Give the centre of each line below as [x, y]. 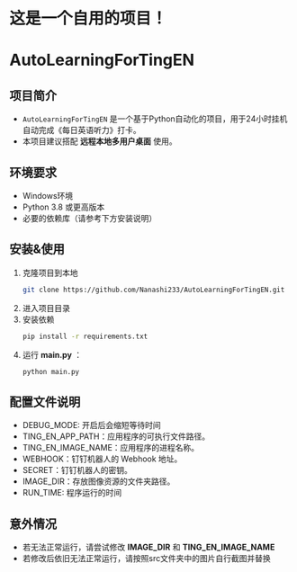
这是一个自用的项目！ [89, 18]
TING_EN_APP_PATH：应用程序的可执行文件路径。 [116, 436]
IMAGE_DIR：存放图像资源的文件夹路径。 [99, 481]
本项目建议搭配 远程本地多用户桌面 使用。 [99, 141]
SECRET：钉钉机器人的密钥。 [77, 470]
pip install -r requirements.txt [85, 336]
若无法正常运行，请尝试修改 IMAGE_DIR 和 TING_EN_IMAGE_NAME [148, 547]
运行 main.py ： [52, 354]
